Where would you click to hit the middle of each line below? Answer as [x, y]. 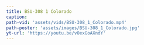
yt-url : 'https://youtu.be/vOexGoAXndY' [56, 33]
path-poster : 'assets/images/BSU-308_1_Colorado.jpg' [73, 28]
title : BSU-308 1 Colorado [39, 11]
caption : [17, 17]
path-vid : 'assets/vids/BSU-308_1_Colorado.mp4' [66, 22]
